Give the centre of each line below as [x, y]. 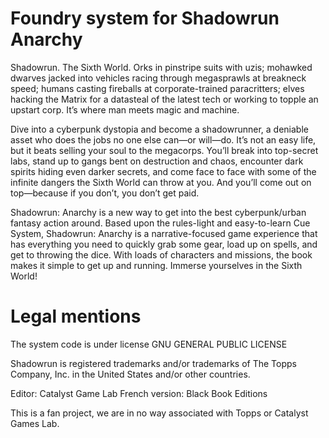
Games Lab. [35, 423]
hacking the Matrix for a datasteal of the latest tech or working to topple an [164, 99]
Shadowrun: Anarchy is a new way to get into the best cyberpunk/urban [158, 212]
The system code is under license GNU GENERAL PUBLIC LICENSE [149, 344]
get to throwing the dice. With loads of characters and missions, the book [161, 254]
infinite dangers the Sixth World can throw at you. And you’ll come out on [161, 182]
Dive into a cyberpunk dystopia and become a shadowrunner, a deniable [159, 129]
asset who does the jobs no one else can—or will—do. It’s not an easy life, [163, 139]
